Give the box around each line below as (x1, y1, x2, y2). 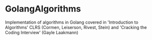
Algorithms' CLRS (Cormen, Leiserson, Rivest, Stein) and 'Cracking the (5, 24, 147, 30)
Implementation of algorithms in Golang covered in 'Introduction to (5, 19, 139, 25)
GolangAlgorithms (5, 3, 81, 14)
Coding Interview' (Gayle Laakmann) (5, 29, 78, 35)
